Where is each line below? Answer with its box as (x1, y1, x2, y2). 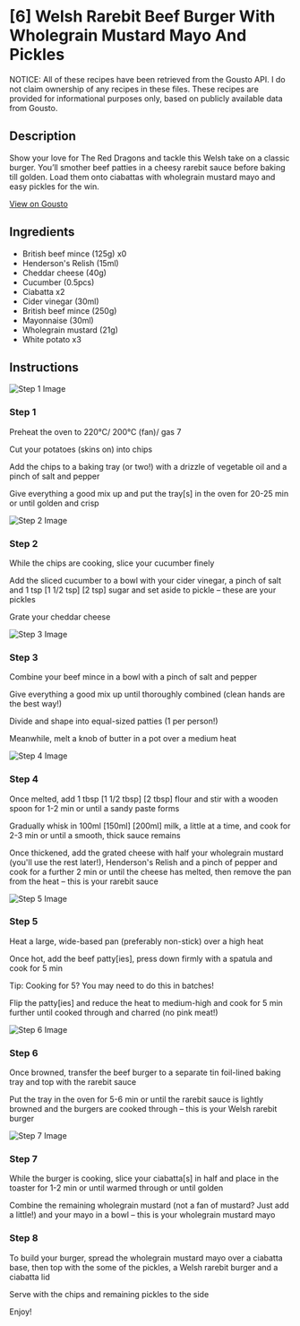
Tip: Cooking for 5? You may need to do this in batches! (9, 980, 215, 991)
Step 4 (9, 773, 39, 785)
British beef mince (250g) (21, 305, 117, 316)
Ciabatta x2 (21, 286, 65, 297)
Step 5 (9, 915, 39, 928)
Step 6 (9, 1046, 39, 1059)
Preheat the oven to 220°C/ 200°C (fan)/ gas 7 (9, 426, 182, 437)
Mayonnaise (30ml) (21, 315, 94, 325)
